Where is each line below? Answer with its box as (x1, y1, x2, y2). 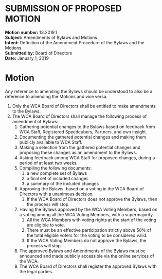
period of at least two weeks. (19, 160, 78, 166)
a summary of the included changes (26, 181, 99, 186)
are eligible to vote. (26, 222, 65, 228)
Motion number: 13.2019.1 (5, 29, 57, 35)
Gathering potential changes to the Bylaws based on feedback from (19, 124, 155, 130)
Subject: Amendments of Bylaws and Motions (5, 35, 97, 40)
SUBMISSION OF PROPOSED (5, 3, 122, 14)
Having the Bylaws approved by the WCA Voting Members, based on (19, 206, 158, 212)
